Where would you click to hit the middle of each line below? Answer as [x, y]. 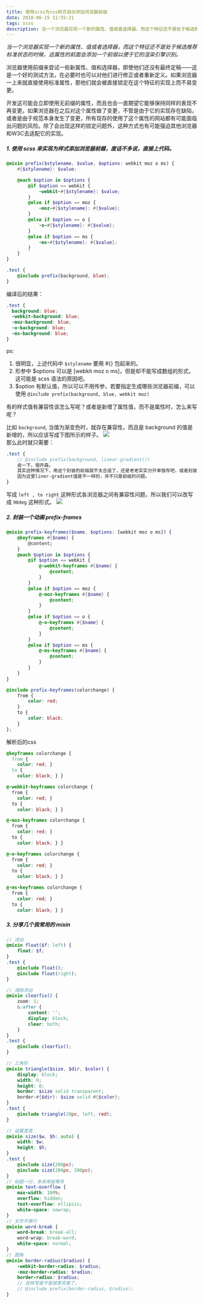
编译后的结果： [25, 294]
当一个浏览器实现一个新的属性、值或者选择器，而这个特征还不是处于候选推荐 [102, 47]
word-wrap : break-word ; [47, 1238]
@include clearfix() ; [44, 1047]
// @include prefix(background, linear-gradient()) [84, 459]
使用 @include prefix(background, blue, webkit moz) [82, 394]
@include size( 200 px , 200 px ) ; [55, 1170]
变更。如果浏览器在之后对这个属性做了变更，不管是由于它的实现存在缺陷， [104, 111]
